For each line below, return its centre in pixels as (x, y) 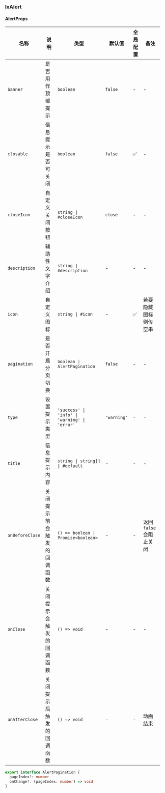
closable (18, 154)
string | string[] (79, 461)
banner (15, 90)
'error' (66, 425)
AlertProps (16, 19)
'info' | (68, 415)
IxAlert (14, 7)
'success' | (71, 410)
